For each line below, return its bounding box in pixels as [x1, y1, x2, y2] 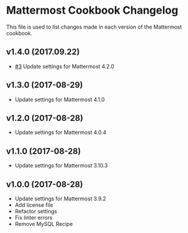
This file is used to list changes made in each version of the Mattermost [6, 23, 182, 30]
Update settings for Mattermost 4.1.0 [14, 96, 105, 103]
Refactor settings [14, 208, 57, 215]
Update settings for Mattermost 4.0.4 [14, 129, 106, 136]
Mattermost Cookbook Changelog [6, 4, 178, 17]
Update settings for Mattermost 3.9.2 [14, 195, 106, 202]
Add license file [14, 201, 54, 209]
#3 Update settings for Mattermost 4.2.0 [14, 63, 115, 70]
